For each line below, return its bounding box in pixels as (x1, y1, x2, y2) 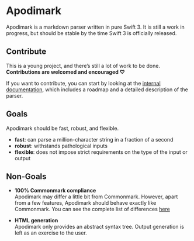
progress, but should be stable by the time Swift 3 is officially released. (6, 29, 177, 36)
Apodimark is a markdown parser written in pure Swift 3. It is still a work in (6, 23, 185, 30)
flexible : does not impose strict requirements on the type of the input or (14, 148, 188, 156)
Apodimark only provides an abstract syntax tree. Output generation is (14, 223, 184, 230)
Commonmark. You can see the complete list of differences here (14, 206, 171, 213)
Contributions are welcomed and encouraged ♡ (6, 68, 126, 75)
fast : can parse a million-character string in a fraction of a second (14, 136, 174, 143)
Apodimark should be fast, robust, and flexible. (6, 125, 119, 132)
